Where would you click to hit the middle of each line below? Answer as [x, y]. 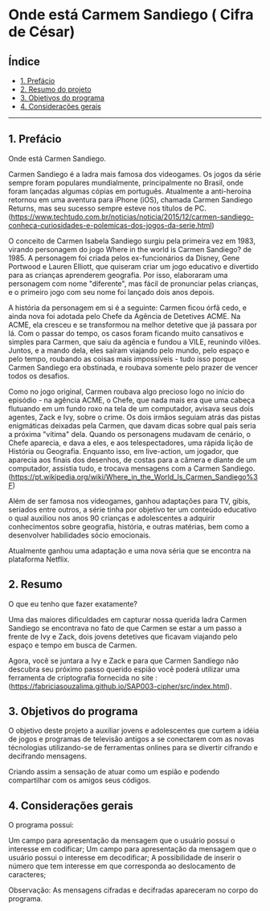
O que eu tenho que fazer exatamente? [73, 603]
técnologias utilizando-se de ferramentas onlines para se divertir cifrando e [133, 748]
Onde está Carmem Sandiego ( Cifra [131, 15]
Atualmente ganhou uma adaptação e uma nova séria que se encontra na [130, 550]
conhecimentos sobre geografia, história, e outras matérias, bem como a [129, 526]
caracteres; [27, 875]
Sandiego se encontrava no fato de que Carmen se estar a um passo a [125, 627]
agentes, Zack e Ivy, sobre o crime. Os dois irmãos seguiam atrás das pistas [135, 417]
